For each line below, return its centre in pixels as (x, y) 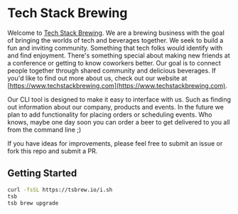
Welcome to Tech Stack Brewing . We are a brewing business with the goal (116, 33)
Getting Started (42, 173)
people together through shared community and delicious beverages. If (112, 70)
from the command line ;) (44, 129)
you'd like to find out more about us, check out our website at (97, 78)
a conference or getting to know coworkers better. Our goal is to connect (114, 63)
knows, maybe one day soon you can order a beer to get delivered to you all (119, 122)
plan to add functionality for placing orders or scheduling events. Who (110, 114)
